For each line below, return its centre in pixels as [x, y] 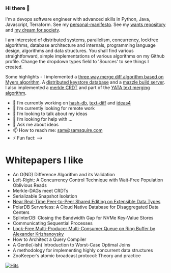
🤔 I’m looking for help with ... [42, 119]
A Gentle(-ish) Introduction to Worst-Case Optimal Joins [72, 245]
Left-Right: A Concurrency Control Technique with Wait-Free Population [88, 180]
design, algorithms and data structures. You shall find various [69, 51]
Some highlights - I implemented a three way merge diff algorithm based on [84, 77]
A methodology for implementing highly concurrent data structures [83, 250]
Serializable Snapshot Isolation [45, 196]
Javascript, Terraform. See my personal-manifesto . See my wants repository [85, 24]
